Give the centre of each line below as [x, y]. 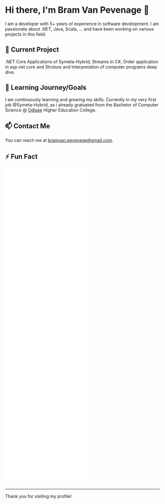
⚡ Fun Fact [21, 157]
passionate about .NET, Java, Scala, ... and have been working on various [79, 29]
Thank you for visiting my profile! [39, 496]
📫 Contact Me [28, 126]
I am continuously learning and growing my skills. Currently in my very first [81, 99]
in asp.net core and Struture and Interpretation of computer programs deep [81, 67]
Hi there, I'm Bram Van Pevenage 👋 [77, 10]
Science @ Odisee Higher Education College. [51, 110]
